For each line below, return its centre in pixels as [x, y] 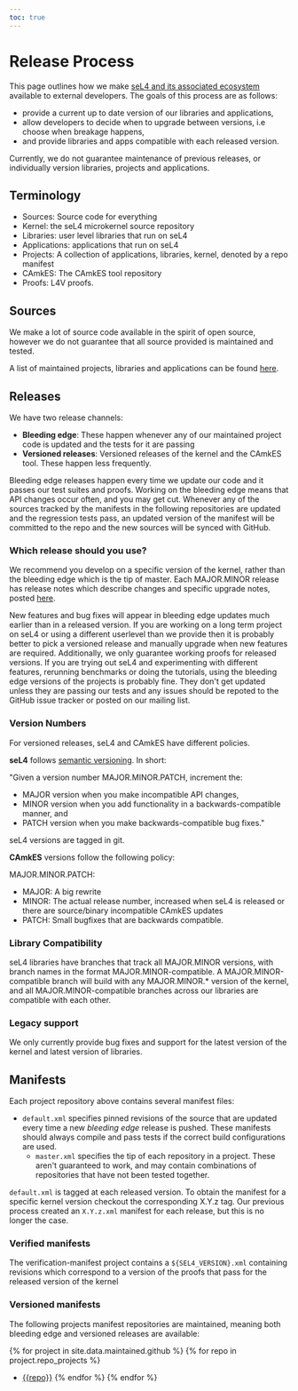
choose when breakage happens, [83, 131]
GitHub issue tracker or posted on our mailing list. [100, 700]
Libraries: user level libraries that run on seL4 [105, 235]
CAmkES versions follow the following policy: [92, 857]
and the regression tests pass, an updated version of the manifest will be [142, 518]
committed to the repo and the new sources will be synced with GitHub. [140, 528]
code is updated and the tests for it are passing [108, 444]
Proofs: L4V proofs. [58, 283]
